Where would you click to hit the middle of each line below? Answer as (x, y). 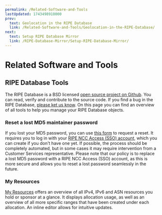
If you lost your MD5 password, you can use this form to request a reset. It (79, 133)
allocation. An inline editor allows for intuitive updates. (59, 207)
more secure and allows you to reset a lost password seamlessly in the (76, 164)
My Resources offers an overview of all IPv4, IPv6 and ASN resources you (79, 192)
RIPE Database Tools (37, 83)
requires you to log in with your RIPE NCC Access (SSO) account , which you (81, 138)
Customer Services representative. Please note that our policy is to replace (80, 154)
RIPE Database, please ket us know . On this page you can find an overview (80, 105)
